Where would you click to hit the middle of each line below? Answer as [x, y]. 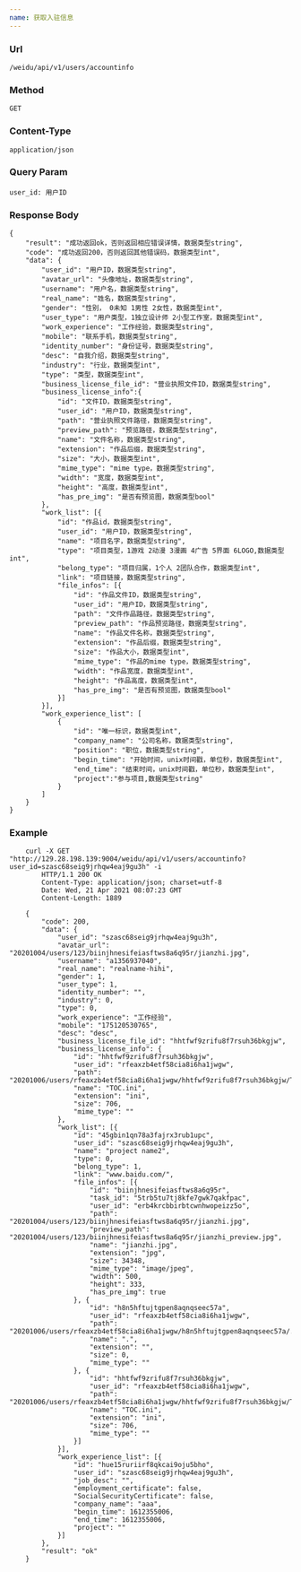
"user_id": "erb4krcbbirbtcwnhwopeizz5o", [170, 1206]
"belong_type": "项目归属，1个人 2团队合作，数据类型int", [159, 569]
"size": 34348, [117, 1261]
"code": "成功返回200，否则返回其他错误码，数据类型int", [123, 253]
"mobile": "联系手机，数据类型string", [110, 337]
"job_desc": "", [103, 1481]
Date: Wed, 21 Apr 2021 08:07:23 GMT [112, 890]
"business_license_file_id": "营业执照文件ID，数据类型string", [156, 385]
